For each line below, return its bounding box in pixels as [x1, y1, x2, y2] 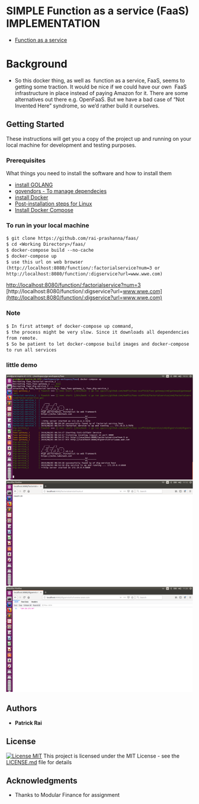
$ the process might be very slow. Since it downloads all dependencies [6, 329, 190, 335]
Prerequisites [6, 156, 46, 164]
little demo [6, 360, 37, 369]
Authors [6, 704, 37, 714]
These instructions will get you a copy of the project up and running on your [6, 135, 191, 142]
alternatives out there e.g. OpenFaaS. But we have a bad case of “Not [14, 96, 185, 103]
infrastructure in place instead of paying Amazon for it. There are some [14, 89, 188, 96]
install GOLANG [14, 181, 53, 188]
